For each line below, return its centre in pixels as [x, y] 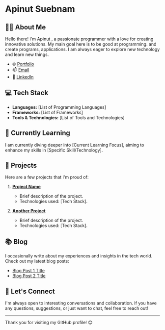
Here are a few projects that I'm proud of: [47, 177]
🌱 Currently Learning [38, 133]
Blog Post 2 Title [29, 276]
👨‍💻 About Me [26, 27]
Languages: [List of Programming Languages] [59, 107]
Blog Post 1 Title [28, 271]
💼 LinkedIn [23, 77]
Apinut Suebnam [40, 9]
